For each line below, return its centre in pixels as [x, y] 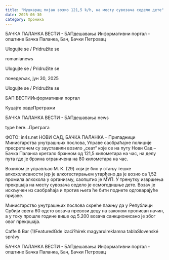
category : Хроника [25, 19]
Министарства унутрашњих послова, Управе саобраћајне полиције [78, 143]
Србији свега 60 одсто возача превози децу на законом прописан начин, [85, 211]
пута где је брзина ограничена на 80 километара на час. [67, 159]
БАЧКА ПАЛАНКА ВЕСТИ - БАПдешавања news [57, 118]
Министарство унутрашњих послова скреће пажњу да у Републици [79, 205]
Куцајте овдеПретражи [30, 108]
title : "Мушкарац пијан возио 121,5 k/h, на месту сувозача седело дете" [85, 10]
